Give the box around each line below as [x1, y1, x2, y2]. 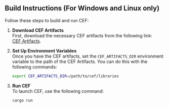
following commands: [12, 64, 57, 70]
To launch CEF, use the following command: [12, 88, 104, 94]
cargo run [12, 98, 33, 103]
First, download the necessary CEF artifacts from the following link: [12, 32, 152, 38]
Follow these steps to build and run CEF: [5, 17, 89, 23]
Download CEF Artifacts [12, 27, 64, 33]
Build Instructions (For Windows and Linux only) [5, 4, 160, 13]
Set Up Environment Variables [12, 47, 77, 53]
